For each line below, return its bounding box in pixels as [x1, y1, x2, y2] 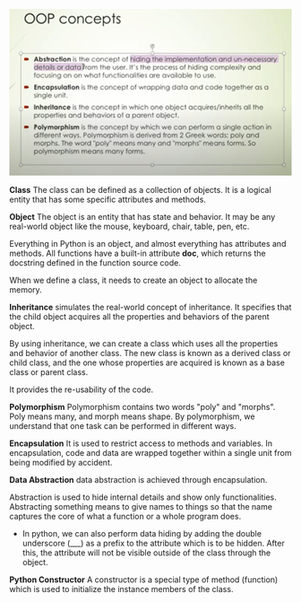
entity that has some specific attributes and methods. [9, 194, 206, 205]
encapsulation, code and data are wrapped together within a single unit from [9, 448, 292, 458]
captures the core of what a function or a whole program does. [9, 511, 242, 522]
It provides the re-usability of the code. [9, 384, 154, 395]
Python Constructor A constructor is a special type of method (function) [9, 574, 279, 585]
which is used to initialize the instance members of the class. [9, 584, 234, 595]
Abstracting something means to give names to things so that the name [9, 502, 273, 512]
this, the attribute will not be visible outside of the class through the [21, 547, 271, 558]
